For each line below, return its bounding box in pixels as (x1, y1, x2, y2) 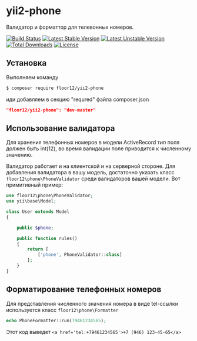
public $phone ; (16, 225, 54, 231)
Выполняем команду (6, 73, 59, 80)
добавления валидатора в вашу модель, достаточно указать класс (6, 169, 175, 176)
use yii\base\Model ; (6, 198, 57, 204)
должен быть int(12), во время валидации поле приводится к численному (6, 145, 192, 152)
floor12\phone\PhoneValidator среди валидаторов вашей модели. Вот (6, 175, 181, 183)
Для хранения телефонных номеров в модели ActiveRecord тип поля (6, 139, 180, 146)
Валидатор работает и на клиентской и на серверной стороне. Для (6, 163, 175, 170)
